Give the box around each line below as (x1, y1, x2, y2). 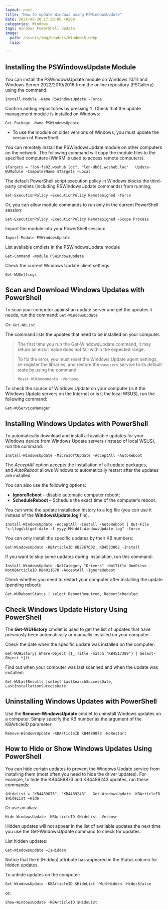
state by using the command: (17, 367, 78, 373)
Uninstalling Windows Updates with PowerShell (5, 697, 157, 706)
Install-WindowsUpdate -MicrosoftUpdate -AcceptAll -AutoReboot (5, 453, 142, 458)
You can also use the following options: (5, 482, 86, 488)
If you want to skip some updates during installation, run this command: (5, 554, 153, 560)
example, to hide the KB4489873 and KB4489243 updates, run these (5, 776, 149, 782)
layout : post (5, 7, 33, 13)
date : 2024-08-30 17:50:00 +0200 (5, 17, 75, 22)
